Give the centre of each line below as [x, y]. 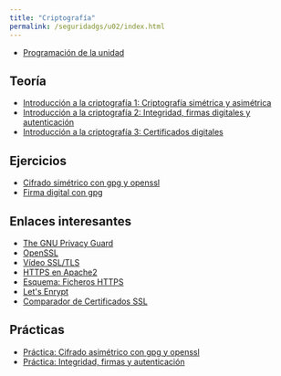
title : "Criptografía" [52, 18]
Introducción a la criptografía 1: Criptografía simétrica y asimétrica [147, 103]
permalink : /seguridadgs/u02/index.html [88, 26]
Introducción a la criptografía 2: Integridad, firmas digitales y [136, 113]
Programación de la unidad [73, 52]
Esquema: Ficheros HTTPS [73, 282]
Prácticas [37, 330]
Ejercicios [38, 161]
